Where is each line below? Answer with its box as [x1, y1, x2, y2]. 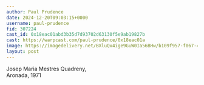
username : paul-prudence [6, 20, 69, 26]
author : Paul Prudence [6, 8, 64, 15]
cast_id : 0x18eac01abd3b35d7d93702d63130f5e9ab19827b [6, 32, 146, 38]
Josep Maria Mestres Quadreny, [6, 65, 87, 72]
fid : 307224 [6, 25, 36, 32]
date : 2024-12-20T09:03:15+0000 [6, 15, 88, 21]
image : [6, 43, 23, 49]
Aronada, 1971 [6, 71, 41, 79]
